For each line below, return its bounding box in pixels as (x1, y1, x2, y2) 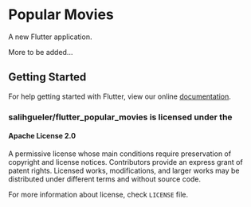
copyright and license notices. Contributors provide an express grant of (8, 157, 243, 166)
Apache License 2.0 (8, 131, 76, 141)
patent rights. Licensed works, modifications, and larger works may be (8, 166, 240, 175)
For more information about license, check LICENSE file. (8, 189, 189, 199)
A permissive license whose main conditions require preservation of (8, 149, 232, 158)
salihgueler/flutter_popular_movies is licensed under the (8, 111, 233, 123)
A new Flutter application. (8, 32, 92, 41)
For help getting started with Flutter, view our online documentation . (8, 92, 231, 101)
